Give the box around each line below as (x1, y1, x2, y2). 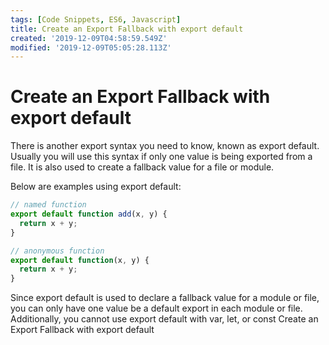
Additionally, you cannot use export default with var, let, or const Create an (10, 313, 319, 325)
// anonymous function (10, 246, 105, 256)
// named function (10, 200, 87, 210)
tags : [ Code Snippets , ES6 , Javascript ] (10, 14, 182, 25)
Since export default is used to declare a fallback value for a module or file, (10, 292, 320, 304)
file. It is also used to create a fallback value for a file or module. (10, 161, 275, 173)
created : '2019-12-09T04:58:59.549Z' (10, 33, 168, 43)
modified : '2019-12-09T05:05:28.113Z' (10, 42, 172, 53)
